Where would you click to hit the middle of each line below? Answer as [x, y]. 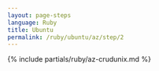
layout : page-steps [39, 15]
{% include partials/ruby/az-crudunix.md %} [79, 59]
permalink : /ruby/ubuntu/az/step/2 [66, 37]
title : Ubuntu [31, 30]
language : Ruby [32, 23]
